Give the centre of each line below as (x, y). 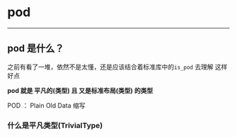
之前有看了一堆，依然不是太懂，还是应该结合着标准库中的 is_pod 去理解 (110, 67)
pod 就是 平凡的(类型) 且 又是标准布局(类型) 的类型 (80, 90)
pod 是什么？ (36, 49)
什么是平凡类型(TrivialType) (55, 125)
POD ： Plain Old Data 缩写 (47, 105)
